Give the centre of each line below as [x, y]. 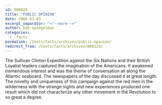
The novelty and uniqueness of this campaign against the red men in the [79, 81]
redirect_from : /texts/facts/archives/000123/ [54, 46]
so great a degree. [24, 97]
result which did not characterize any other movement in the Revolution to [81, 92]
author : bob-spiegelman [30, 28]
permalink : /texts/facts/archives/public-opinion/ [58, 42]
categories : [17, 33]
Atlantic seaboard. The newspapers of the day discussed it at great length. [81, 76]
